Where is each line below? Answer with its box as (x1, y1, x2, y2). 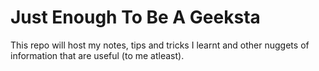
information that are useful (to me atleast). (10, 49, 185, 61)
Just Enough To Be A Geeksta (10, 6, 261, 29)
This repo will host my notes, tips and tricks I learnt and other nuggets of (10, 39, 310, 51)
